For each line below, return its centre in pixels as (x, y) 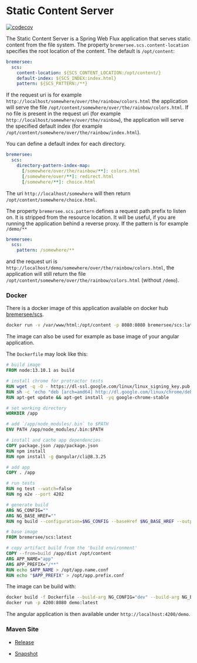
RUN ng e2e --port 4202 (35, 494)
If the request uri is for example (44, 95)
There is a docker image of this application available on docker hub (87, 308)
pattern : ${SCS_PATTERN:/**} (52, 84)
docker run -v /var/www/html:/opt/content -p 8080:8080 (76, 325)
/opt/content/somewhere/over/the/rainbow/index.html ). (74, 132)
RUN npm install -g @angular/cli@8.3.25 (56, 457)
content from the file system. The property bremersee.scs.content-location (98, 45)
